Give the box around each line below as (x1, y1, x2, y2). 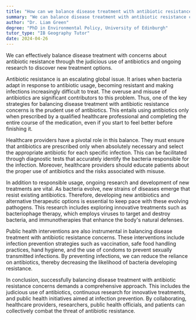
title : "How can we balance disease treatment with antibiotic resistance (6, 8, 192, 15)
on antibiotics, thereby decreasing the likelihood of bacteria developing (6, 259, 177, 266)
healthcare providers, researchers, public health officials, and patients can (6, 301, 185, 308)
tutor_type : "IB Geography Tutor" (6, 30, 90, 36)
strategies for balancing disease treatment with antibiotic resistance (6, 101, 169, 107)
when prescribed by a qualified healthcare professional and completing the (6, 113, 187, 120)
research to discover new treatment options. (6, 64, 113, 71)
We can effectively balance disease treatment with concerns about (6, 52, 167, 59)
